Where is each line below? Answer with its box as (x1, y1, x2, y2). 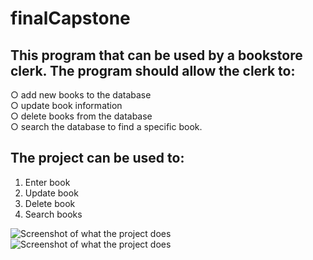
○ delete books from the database (10, 110, 153, 122)
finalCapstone (10, 7, 131, 30)
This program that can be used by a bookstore (10, 47, 303, 64)
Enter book (24, 176, 71, 188)
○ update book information (10, 100, 123, 111)
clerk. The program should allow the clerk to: (10, 62, 296, 79)
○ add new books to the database (10, 89, 152, 101)
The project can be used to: (10, 150, 185, 167)
